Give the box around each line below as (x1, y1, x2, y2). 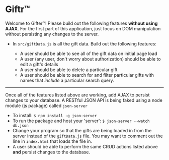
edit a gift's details (20, 61, 59, 67)
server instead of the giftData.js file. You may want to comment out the (12, 133, 163, 139)
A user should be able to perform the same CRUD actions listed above (12, 143, 158, 149)
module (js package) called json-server (5, 102, 88, 109)
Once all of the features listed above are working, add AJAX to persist (5, 92, 150, 98)
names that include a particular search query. (20, 77, 114, 83)
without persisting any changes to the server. (5, 31, 99, 37)
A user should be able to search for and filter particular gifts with (20, 72, 154, 78)
